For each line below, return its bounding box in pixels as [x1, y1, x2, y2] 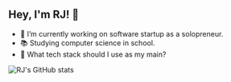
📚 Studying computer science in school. [19, 37, 155, 48]
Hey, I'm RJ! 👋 [8, 8, 80, 21]
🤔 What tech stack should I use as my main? [19, 49, 167, 59]
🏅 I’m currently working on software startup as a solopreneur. [19, 29, 224, 38]
